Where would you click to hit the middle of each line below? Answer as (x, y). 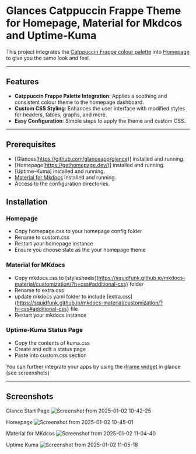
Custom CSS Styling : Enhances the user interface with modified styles (100, 108)
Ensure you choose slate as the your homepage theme (80, 250)
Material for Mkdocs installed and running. (65, 177)
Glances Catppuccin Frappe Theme (94, 11)
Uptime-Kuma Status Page (45, 330)
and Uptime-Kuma (51, 36)
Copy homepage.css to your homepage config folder (78, 231)
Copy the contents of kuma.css (52, 342)
